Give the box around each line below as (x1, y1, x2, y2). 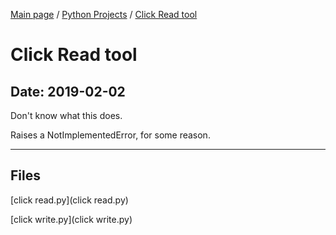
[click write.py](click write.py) (10, 213, 133, 225)
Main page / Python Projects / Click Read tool (10, 9, 198, 20)
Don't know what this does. (10, 110, 123, 121)
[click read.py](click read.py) (10, 194, 129, 206)
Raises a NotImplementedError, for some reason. (10, 129, 211, 141)
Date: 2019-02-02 (10, 83, 126, 100)
